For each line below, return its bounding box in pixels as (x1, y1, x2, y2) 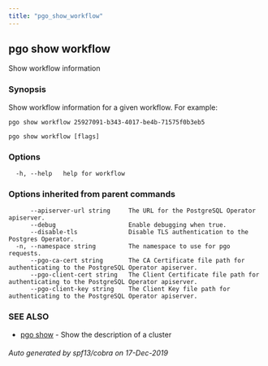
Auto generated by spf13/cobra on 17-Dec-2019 (8, 348, 169, 358)
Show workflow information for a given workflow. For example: (8, 102, 218, 112)
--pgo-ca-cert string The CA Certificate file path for (29, 257, 245, 265)
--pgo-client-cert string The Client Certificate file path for (29, 271, 260, 279)
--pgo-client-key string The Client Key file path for (29, 285, 231, 294)
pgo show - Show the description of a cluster (19, 329, 172, 339)
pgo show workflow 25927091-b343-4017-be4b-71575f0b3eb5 (8, 118, 205, 126)
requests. (8, 250, 42, 258)
